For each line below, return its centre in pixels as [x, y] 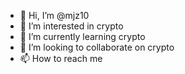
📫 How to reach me [61, 58]
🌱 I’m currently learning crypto [82, 36]
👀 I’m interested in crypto [71, 26]
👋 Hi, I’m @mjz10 [54, 15]
